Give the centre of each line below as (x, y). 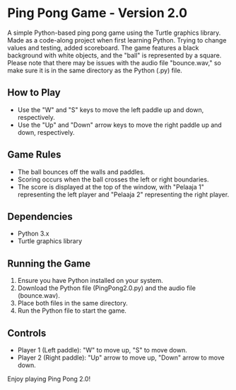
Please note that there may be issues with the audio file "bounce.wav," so (114, 62)
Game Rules (34, 155)
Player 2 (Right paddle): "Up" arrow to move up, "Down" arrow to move (121, 357)
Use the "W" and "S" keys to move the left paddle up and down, (111, 110)
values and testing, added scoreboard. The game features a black (103, 48)
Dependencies (40, 217)
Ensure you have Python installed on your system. (90, 281)
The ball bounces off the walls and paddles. (81, 172)
